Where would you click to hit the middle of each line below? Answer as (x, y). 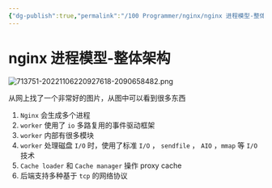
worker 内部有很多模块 (57, 135)
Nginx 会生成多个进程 (55, 115)
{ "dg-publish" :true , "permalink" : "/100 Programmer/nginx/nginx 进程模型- (131, 16)
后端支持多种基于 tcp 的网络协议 (74, 175)
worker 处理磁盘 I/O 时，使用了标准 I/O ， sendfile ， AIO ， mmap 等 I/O (138, 145)
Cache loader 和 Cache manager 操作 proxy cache (101, 165)
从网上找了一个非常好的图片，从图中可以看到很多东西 (97, 98)
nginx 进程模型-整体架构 (90, 58)
